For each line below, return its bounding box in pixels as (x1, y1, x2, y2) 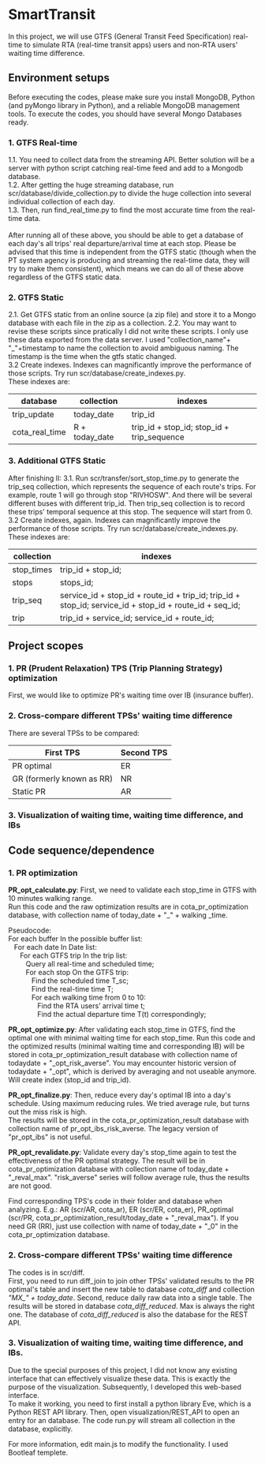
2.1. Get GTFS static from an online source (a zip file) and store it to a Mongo (8, 310, 256, 320)
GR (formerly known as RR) (12, 773, 113, 784)
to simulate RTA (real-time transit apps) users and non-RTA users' (24, 39, 238, 49)
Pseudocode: (8, 925, 51, 936)
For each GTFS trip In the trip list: (19, 951, 128, 960)
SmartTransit (8, 6, 96, 24)
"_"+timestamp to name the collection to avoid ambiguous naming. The (8, 343, 239, 353)
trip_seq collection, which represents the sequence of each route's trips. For (8, 481, 256, 491)
